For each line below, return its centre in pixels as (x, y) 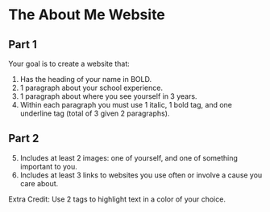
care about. (39, 183)
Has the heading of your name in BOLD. (85, 79)
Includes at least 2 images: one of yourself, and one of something (129, 157)
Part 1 (23, 45)
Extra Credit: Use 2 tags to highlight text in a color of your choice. (117, 199)
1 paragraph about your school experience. (91, 88)
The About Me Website (87, 15)
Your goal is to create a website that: (69, 63)
